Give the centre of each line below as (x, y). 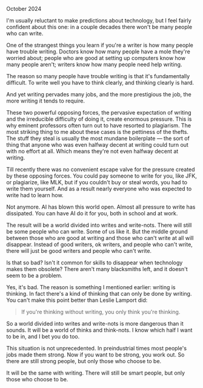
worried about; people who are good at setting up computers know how (96, 58)
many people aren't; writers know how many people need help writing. (94, 64)
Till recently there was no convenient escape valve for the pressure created (101, 169)
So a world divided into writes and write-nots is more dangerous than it (95, 323)
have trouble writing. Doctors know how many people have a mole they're (98, 52)
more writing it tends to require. (45, 101)
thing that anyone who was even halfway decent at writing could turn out (98, 145)
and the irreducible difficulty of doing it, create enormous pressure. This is (99, 119)
